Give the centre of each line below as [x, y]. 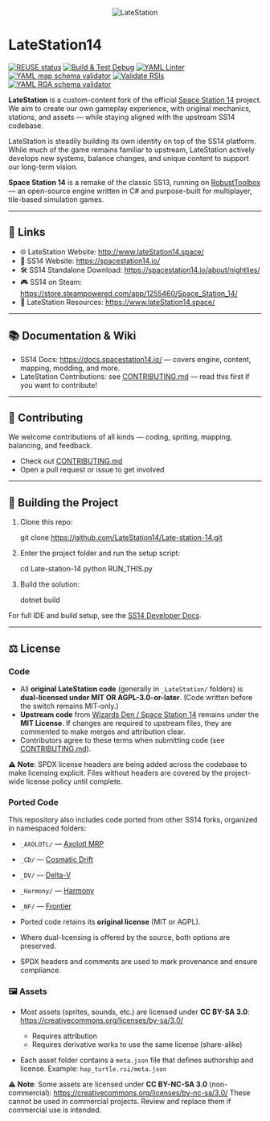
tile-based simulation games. [56, 199]
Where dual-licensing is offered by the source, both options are [125, 938]
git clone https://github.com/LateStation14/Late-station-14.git [121, 538]
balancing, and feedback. [50, 446]
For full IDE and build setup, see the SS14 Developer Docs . [105, 616]
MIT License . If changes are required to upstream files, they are [126, 723]
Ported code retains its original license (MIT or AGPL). [110, 922]
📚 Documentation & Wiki [72, 336]
